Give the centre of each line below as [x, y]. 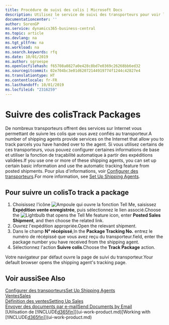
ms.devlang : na [21, 38]
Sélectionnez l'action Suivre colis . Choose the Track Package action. [84, 247]
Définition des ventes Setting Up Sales [45, 301]
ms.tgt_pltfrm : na [24, 43]
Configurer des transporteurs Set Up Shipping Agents [60, 291]
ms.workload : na [22, 47]
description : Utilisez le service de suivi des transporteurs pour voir [83, 15]
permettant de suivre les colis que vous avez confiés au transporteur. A [78, 134]
